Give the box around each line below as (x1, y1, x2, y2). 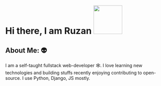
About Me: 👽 (5, 46, 47, 54)
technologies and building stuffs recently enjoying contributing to (5, 70, 142, 76)
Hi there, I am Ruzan (5, 25, 92, 37)
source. (5, 75, 21, 81)
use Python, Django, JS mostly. (24, 75, 91, 81)
